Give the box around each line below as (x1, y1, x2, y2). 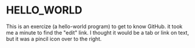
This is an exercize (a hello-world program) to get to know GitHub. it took (6, 23, 183, 30)
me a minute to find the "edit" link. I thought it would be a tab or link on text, (6, 29, 189, 36)
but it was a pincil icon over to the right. (6, 35, 102, 42)
